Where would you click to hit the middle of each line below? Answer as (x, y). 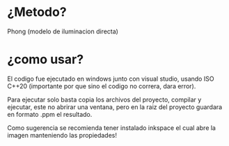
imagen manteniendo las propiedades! (62, 135)
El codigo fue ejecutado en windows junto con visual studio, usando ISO (111, 79)
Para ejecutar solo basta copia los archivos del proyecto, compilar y (104, 99)
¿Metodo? (37, 12)
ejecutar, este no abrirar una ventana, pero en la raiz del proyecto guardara (115, 107)
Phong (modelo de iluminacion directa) (63, 31)
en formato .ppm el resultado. (50, 114)
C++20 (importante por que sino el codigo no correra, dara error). (102, 86)
